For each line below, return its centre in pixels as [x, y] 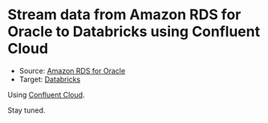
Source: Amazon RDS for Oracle [72, 70]
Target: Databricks [50, 79]
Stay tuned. [26, 110]
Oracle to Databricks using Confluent [134, 32]
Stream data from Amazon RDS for [124, 15]
